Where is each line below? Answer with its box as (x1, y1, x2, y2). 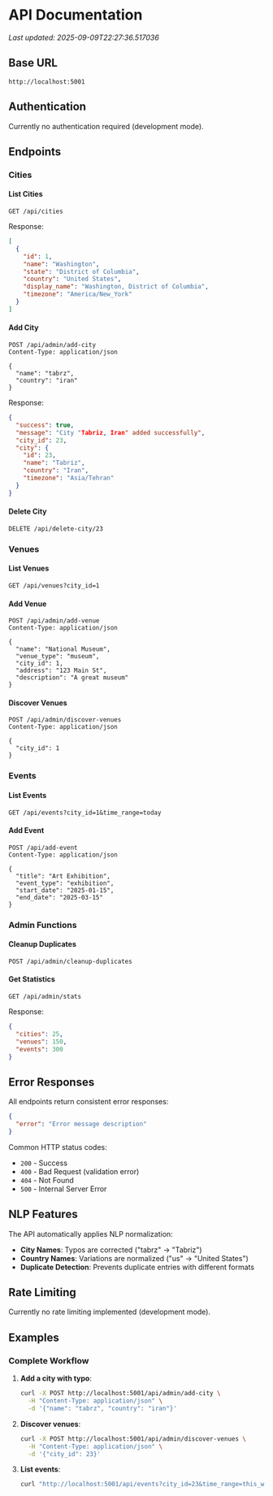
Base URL (8, 56, 58, 70)
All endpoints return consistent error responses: (8, 1097, 169, 1107)
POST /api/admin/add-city (8, 341, 96, 349)
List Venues (8, 563, 50, 574)
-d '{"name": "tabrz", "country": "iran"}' (28, 1404, 177, 1412)
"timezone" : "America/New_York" (23, 290, 132, 298)
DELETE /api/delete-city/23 (8, 524, 104, 533)
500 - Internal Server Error (19, 1184, 107, 1194)
